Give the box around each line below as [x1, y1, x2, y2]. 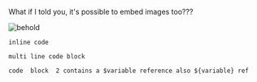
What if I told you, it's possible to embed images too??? [8, 7, 194, 16]
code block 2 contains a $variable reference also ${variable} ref [8, 67, 250, 75]
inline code [8, 38, 49, 46]
